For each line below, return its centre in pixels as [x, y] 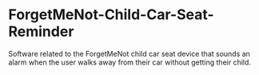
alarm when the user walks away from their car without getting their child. [130, 62]
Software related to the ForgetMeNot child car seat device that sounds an [129, 53]
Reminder [41, 32]
